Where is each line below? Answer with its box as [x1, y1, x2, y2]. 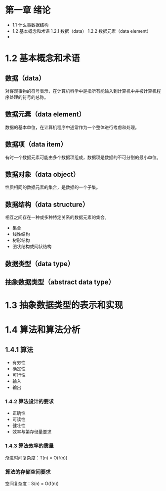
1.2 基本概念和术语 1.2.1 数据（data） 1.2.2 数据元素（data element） [12, 28, 152, 34]
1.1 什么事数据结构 [12, 22, 48, 28]
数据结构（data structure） [5, 200, 89, 209]
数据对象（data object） [5, 170, 80, 179]
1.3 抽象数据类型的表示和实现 [5, 300, 124, 311]
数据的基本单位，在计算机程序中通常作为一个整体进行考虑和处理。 [5, 124, 139, 130]
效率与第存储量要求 [12, 429, 52, 435]
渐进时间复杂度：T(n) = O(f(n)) [5, 455, 68, 461]
